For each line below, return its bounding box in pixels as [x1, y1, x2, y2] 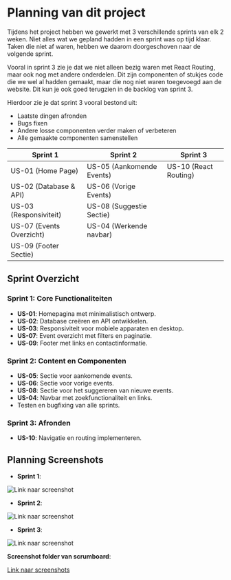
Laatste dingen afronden [16, 112, 87, 120]
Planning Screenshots [7, 454, 104, 466]
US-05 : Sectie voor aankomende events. [16, 371, 133, 380]
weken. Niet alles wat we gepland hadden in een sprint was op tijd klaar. [7, 34, 212, 43]
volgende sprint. [7, 50, 54, 58]
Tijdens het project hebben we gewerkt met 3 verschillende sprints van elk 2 [7, 28, 224, 36]
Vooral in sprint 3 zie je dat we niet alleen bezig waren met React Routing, [7, 63, 216, 71]
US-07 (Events [10, 221, 60, 230]
